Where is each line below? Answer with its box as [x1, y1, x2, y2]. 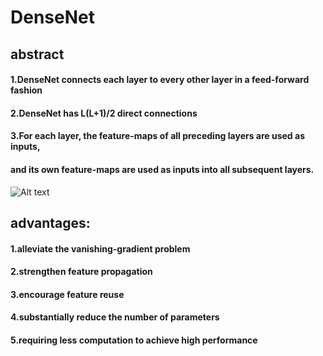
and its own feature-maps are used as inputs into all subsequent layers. [10, 163, 315, 175]
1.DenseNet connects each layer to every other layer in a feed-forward [10, 74, 310, 86]
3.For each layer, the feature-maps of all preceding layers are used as [10, 130, 305, 142]
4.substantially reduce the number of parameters [10, 311, 220, 323]
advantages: [10, 214, 91, 231]
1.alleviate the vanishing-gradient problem [10, 242, 191, 255]
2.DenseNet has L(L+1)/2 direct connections [10, 107, 198, 119]
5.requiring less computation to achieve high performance [10, 334, 258, 346]
